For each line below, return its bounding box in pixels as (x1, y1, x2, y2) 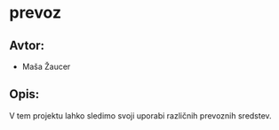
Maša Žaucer (21, 61, 71, 72)
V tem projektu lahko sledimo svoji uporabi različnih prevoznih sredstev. (9, 110, 273, 121)
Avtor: (9, 38, 45, 53)
